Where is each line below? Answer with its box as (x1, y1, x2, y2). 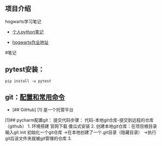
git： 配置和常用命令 (5, 93, 65, 102)
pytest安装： (5, 65, 45, 74)
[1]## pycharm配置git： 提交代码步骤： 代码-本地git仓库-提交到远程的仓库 (5, 117, 154, 123)
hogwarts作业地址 (12, 39, 49, 45)
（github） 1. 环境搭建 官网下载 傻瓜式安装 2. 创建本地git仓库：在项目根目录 (5, 124, 158, 129)
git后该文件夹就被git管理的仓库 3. (5, 136, 72, 142)
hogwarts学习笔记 (5, 19, 42, 24)
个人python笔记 (12, 29, 44, 35)
